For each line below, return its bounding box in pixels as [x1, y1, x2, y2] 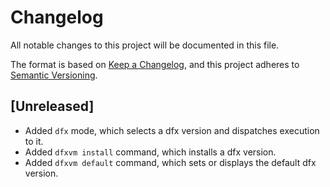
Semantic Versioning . [10, 69, 98, 81]
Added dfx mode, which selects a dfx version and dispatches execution [24, 124, 320, 136]
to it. [24, 135, 44, 147]
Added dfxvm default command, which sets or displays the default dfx [24, 156, 317, 168]
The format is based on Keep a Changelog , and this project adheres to [10, 58, 300, 70]
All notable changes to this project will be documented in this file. [10, 39, 280, 51]
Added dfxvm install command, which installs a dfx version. [24, 146, 277, 158]
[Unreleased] [10, 98, 95, 115]
